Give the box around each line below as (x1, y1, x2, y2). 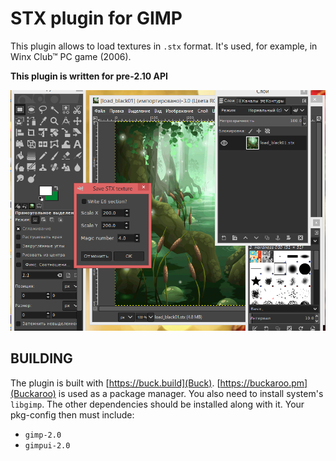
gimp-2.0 (24, 430, 62, 440)
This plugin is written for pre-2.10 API (10, 70, 168, 82)
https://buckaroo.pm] (219, 377, 308, 389)
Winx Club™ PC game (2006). (10, 50, 132, 62)
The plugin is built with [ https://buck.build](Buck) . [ (10, 377, 221, 389)
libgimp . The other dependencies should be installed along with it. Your (10, 398, 305, 410)
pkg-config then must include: (10, 408, 135, 421)
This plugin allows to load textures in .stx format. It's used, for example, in (10, 40, 318, 52)
